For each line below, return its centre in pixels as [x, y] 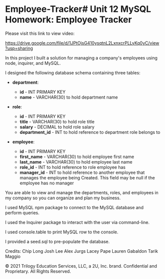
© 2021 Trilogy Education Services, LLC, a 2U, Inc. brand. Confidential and [81, 266]
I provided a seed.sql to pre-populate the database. [57, 241]
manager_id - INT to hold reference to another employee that [82, 172]
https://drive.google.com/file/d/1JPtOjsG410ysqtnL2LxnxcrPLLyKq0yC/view [82, 43]
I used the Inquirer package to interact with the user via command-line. [77, 222]
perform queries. [22, 213]
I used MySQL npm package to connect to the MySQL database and [74, 207]
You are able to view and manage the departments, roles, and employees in [82, 192]
